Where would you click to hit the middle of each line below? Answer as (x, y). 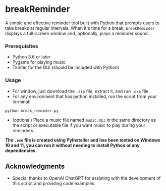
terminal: (21, 101)
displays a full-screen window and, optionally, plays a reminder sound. (77, 33)
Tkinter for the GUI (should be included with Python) (66, 67)
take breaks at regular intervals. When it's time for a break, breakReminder (80, 28)
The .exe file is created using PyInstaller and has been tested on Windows (83, 140)
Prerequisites (22, 46)
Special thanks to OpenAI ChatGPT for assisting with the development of (86, 178)
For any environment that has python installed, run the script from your (84, 96)
